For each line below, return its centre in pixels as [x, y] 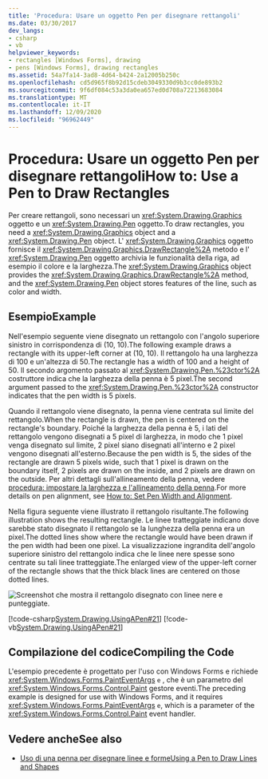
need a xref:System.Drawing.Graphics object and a [92, 232]
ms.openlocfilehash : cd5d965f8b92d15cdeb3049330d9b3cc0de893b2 [116, 82]
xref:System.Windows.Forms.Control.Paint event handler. [102, 714]
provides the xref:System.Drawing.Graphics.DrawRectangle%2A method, [128, 274]
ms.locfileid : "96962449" [51, 120]
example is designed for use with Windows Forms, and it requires [116, 697]
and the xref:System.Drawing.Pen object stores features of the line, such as [132, 283]
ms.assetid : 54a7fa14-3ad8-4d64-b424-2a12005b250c [94, 75]
